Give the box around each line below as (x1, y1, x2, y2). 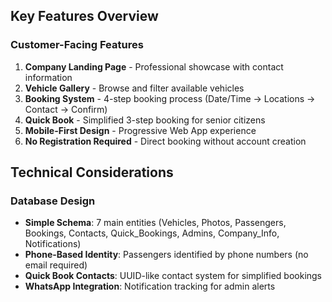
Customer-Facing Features (10, 38, 144, 52)
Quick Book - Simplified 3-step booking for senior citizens (24, 114, 266, 126)
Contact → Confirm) (24, 103, 108, 115)
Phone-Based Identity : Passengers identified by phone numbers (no (24, 249, 309, 261)
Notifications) (24, 238, 82, 250)
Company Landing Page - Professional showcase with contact (24, 60, 284, 73)
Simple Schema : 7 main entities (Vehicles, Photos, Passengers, (24, 217, 287, 229)
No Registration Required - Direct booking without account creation (24, 135, 307, 147)
